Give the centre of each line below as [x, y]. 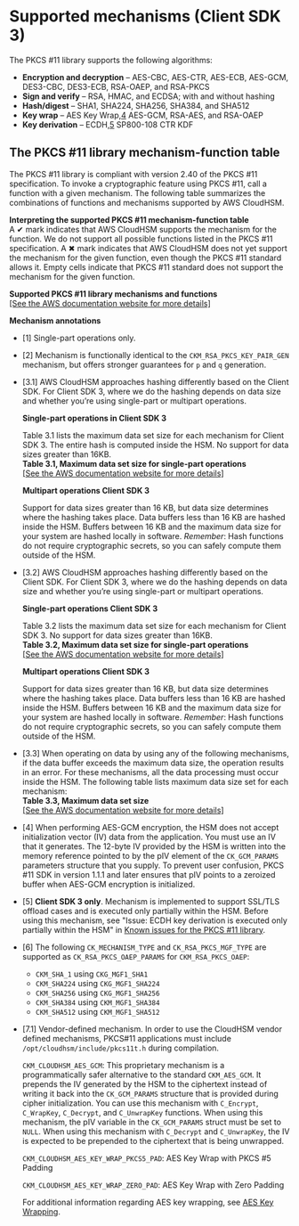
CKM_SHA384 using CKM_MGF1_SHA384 [97, 1002]
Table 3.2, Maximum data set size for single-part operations [135, 644]
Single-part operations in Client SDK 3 [94, 418]
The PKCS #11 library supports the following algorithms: [111, 60]
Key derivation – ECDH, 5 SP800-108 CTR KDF [108, 124]
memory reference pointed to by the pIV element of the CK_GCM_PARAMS [150, 855]
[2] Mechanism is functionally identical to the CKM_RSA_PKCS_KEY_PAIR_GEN [155, 355]
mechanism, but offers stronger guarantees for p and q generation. [144, 364]
